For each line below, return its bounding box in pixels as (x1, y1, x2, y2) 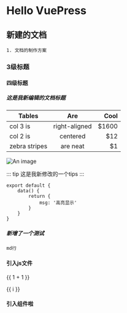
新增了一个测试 (6, 230, 44, 237)
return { (28, 194, 51, 200)
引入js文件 (6, 259, 33, 266)
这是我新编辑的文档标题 (6, 94, 66, 102)
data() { (17, 188, 40, 194)
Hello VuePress (6, 4, 87, 18)
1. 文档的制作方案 (6, 47, 47, 53)
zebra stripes (9, 142, 48, 151)
